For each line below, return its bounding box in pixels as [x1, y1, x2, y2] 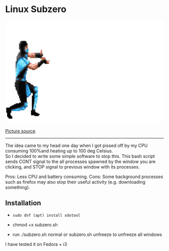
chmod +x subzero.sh [12, 222, 58, 228]
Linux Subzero [5, 4, 67, 15]
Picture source [5, 128, 36, 134]
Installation [5, 199, 41, 207]
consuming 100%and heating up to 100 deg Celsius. [5, 147, 113, 154]
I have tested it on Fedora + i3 [5, 241, 67, 247]
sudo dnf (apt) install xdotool [12, 213, 80, 218]
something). [5, 184, 30, 190]
